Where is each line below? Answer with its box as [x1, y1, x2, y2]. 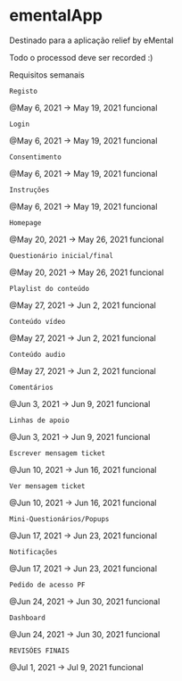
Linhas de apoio [9, 416, 70, 425]
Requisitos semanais [9, 69, 85, 80]
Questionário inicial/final [9, 251, 114, 260]
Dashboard [9, 613, 46, 622]
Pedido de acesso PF [9, 580, 87, 589]
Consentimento [9, 153, 62, 162]
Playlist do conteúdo [9, 284, 90, 293]
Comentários [9, 383, 54, 392]
